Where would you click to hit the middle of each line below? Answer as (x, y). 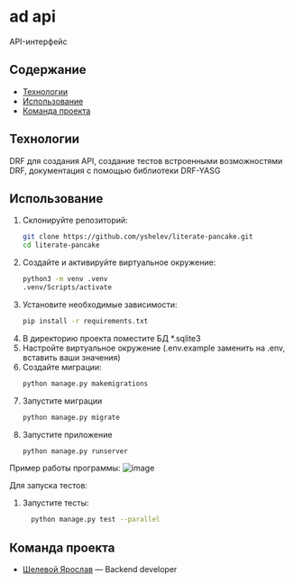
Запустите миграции (62, 401)
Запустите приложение (67, 434)
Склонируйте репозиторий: (75, 220)
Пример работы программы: (65, 468)
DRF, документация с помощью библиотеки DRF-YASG (115, 170)
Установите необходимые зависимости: (100, 305)
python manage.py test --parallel (96, 520)
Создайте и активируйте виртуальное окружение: (119, 262)
